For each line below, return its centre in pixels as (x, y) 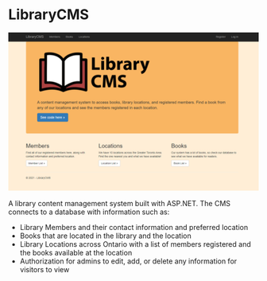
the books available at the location (76, 252)
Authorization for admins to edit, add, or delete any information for (128, 261)
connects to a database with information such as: (89, 212)
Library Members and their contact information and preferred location (134, 227)
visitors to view (44, 269)
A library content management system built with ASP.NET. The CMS (120, 203)
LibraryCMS (49, 15)
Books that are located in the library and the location (106, 236)
